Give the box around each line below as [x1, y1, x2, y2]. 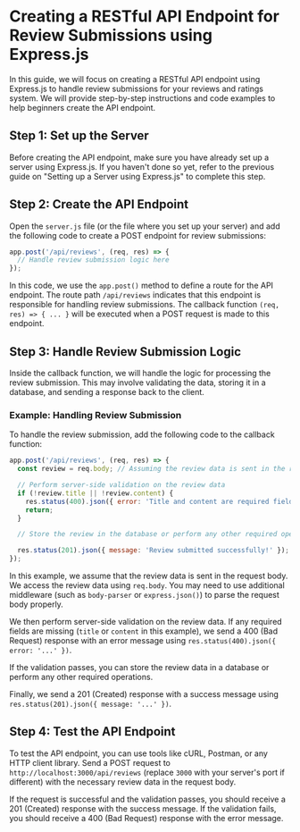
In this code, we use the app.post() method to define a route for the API [9, 280, 274, 291]
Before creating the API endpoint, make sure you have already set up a [9, 152, 270, 163]
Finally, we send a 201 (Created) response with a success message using [9, 689, 279, 700]
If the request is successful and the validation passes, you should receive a [9, 794, 286, 804]
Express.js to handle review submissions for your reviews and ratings [9, 83, 263, 94]
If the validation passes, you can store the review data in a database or [9, 662, 270, 673]
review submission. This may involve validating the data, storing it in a [9, 377, 266, 388]
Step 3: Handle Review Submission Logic [9, 344, 241, 359]
